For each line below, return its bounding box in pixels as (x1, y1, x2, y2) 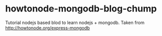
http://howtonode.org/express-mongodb (5, 24, 90, 30)
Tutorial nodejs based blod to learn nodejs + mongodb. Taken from (5, 19, 145, 25)
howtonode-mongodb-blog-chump (5, 3, 157, 14)
